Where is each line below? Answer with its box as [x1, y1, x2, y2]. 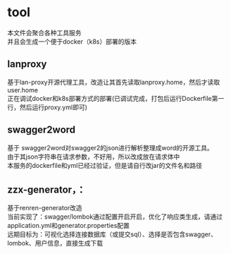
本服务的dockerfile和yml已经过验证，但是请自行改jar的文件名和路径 [7, 161, 203, 169]
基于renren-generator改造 [7, 204, 82, 212]
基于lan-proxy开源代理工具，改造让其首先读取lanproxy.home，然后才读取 [7, 78, 220, 86]
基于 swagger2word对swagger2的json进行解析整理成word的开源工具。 [7, 143, 213, 152]
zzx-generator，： [7, 183, 86, 195]
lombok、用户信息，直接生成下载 [7, 239, 104, 248]
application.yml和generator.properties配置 [7, 222, 130, 230]
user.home [7, 85, 39, 94]
